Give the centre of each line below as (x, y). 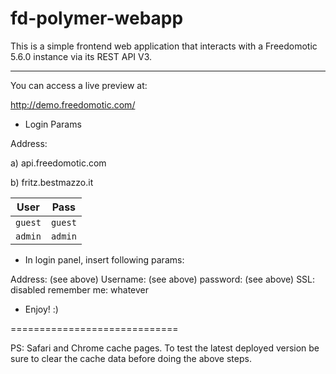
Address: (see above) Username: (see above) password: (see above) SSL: (163, 279)
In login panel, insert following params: (104, 259)
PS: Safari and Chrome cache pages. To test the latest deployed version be (165, 348)
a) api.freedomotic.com (58, 163)
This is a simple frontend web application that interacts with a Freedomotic (164, 46)
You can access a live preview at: (79, 85)
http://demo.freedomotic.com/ (73, 104)
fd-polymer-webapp (97, 18)
